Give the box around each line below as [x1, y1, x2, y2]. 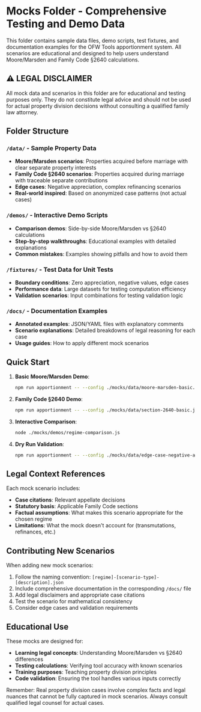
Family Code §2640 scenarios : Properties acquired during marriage [14, 170, 185, 178]
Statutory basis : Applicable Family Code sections [14, 503, 139, 510]
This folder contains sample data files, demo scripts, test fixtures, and [6, 37, 179, 44]
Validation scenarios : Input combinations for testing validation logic [14, 292, 184, 299]
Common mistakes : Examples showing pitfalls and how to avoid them [14, 250, 188, 257]
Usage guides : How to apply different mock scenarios [14, 340, 149, 347]
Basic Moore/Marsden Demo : [14, 373, 90, 380]
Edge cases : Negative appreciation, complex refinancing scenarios [14, 183, 181, 191]
